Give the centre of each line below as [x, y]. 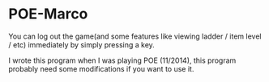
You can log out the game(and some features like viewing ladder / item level [135, 36]
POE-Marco [48, 14]
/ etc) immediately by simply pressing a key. [82, 44]
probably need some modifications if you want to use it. [101, 68]
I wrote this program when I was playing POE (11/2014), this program [122, 60]
